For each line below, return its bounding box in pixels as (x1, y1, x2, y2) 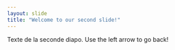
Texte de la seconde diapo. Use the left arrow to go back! (7, 35, 169, 43)
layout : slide (7, 10, 48, 17)
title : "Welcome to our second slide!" (7, 16, 121, 23)
